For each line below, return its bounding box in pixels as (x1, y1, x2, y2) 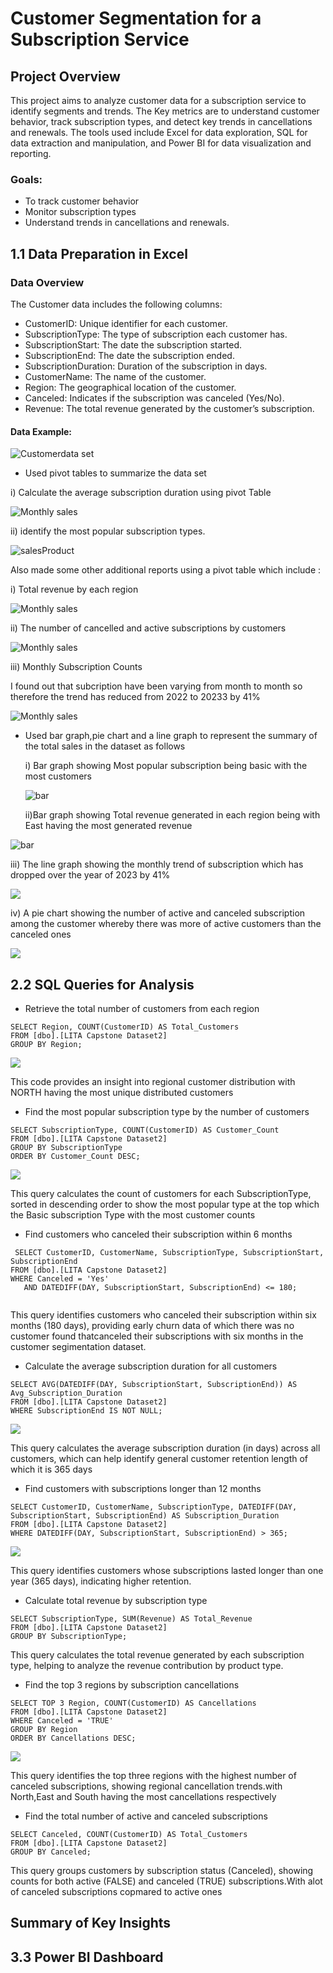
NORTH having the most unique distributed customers (10, 1087, 234, 1098)
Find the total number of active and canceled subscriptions (24, 1810, 268, 1822)
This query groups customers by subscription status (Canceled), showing (10, 1865, 314, 1876)
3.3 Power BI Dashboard (10, 1948, 164, 1966)
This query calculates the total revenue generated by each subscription (10, 1649, 305, 1661)
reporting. (10, 148, 52, 159)
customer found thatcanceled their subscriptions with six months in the (10, 1330, 304, 1342)
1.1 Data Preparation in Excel (10, 245, 188, 262)
